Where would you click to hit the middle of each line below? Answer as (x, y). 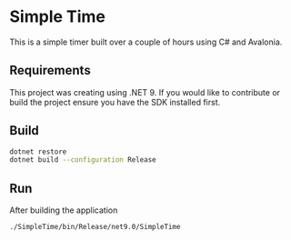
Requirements (50, 70)
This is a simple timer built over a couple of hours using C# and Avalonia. (146, 42)
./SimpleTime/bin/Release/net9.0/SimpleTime (95, 227)
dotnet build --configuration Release (83, 160)
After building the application (64, 210)
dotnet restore (38, 152)
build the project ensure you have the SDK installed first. (115, 102)
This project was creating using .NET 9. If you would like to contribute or (145, 92)
